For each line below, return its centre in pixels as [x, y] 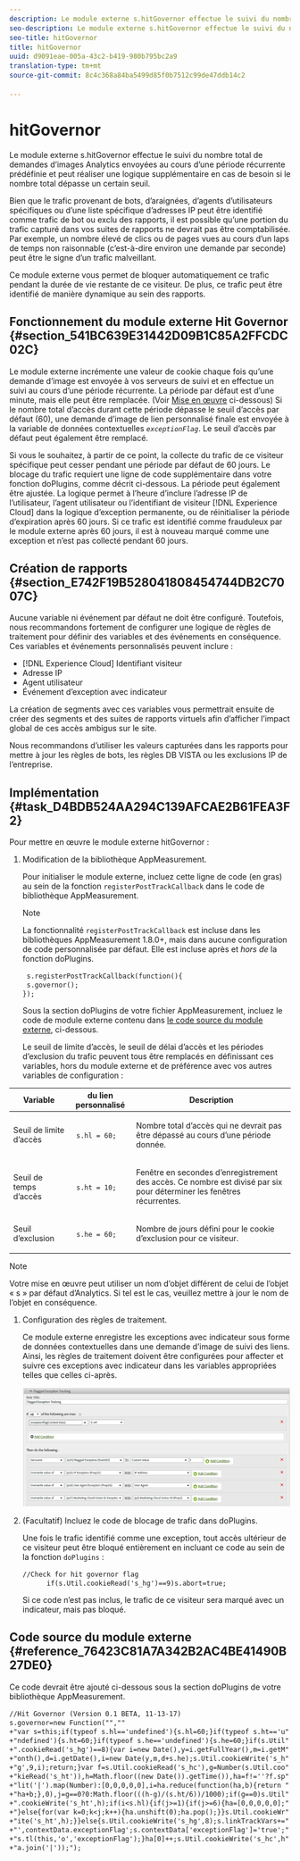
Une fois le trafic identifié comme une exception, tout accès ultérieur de [154, 1538]
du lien [100, 1095]
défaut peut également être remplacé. [79, 438]
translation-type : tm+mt [55, 66]
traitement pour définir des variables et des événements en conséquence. [145, 637]
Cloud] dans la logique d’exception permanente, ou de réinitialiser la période [150, 512]
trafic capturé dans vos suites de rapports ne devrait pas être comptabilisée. [150, 229]
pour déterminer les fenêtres [188, 1191]
